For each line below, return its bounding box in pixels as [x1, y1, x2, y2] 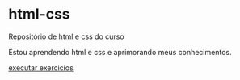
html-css [8, 5, 70, 23]
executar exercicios [8, 62, 74, 73]
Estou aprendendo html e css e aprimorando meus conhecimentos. [8, 47, 232, 57]
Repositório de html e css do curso [8, 32, 124, 41]
